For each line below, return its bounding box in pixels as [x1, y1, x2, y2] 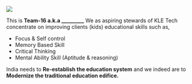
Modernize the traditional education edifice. [6, 72, 119, 79]
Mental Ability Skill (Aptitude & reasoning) [14, 54, 119, 61]
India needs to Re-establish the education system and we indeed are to [6, 66, 187, 73]
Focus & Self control [14, 35, 66, 42]
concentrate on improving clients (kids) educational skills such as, [6, 23, 170, 30]
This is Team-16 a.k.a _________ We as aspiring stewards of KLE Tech [6, 17, 178, 24]
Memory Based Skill [14, 41, 65, 48]
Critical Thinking [14, 48, 56, 55]
